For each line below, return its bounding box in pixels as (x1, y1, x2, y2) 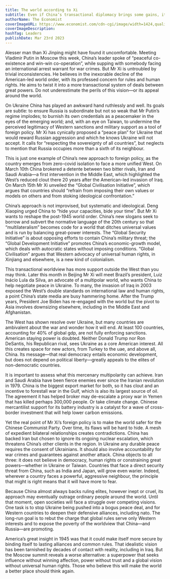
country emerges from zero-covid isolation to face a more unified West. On (5, 160, 162, 167)
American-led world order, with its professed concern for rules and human (5, 76, 160, 82)
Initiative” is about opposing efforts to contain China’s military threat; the (5, 235, 156, 241)
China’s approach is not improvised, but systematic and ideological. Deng (5, 202, 158, 209)
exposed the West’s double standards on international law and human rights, (5, 287, 165, 294)
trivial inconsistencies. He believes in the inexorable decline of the (5, 71, 143, 77)
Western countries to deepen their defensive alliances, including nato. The (5, 510, 160, 516)
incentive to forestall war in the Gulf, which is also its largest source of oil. (5, 388, 159, 394)
